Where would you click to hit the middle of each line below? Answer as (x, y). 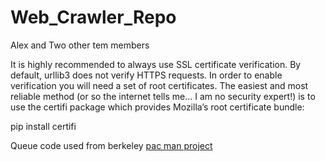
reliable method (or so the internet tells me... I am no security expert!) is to (163, 96)
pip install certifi (43, 126)
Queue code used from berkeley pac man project (111, 145)
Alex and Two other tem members (80, 45)
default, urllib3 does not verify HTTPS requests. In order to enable (146, 75)
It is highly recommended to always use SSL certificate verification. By (156, 64)
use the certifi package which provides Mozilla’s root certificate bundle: (157, 107)
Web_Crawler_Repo (93, 17)
